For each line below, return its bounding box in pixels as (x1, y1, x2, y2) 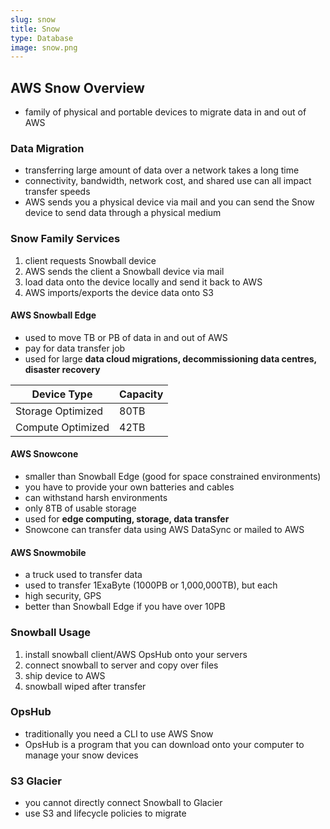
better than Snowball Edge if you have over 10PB (24, 601, 226, 613)
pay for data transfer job (24, 342, 126, 354)
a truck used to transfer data (24, 569, 143, 581)
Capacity (119, 387, 164, 401)
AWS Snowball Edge (10, 309, 97, 321)
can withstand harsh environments (24, 492, 168, 504)
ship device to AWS (24, 669, 106, 681)
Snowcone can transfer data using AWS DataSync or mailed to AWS (24, 524, 305, 536)
